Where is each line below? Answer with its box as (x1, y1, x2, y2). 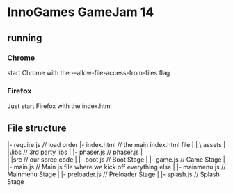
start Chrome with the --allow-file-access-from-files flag (7, 68, 170, 77)
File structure (7, 122, 67, 134)
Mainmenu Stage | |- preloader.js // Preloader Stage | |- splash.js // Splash (7, 170, 220, 178)
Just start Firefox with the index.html (7, 102, 113, 110)
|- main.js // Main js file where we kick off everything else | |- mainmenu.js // (7, 162, 226, 171)
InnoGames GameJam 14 (7, 4, 154, 20)
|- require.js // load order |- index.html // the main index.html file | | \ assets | (7, 140, 226, 148)
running (7, 32, 42, 44)
